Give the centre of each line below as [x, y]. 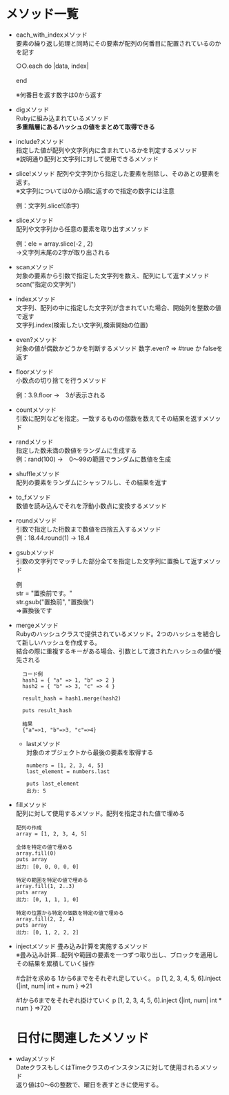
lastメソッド [43, 743]
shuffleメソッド [38, 473]
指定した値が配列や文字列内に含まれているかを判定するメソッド [106, 150]
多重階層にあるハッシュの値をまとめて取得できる [85, 127]
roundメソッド [36, 521]
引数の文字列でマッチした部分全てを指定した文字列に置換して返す [109, 561]
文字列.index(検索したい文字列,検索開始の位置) [82, 325]
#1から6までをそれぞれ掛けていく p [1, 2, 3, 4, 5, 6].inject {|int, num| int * [119, 1000]
